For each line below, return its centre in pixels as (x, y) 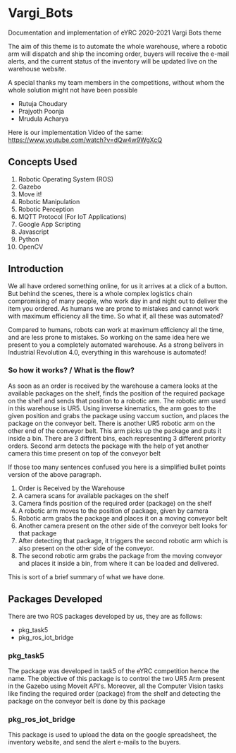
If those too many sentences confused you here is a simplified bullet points (117, 467)
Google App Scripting (50, 224)
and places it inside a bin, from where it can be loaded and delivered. (118, 563)
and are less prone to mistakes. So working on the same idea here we (109, 337)
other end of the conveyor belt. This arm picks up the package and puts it (115, 431)
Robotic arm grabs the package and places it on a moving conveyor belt (123, 518)
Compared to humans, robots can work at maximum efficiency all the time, (116, 329)
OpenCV (31, 247)
